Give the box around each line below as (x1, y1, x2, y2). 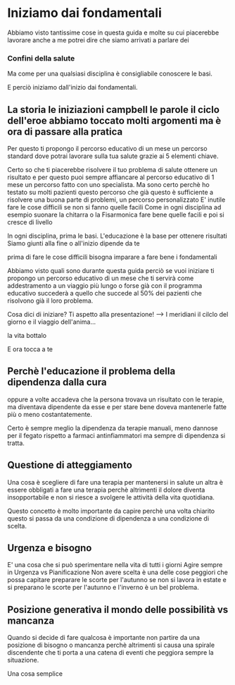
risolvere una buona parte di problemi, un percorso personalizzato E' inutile (7, 195, 226, 204)
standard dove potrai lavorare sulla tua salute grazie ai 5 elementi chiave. (7, 152, 220, 160)
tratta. (7, 439, 25, 447)
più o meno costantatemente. (7, 410, 93, 418)
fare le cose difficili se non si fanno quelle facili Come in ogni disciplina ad (7, 203, 222, 212)
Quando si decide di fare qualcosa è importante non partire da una (7, 634, 201, 642)
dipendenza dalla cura (7, 376, 107, 389)
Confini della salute (7, 53, 75, 63)
